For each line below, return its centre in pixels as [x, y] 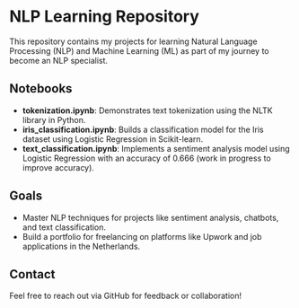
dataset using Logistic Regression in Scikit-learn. [113, 139]
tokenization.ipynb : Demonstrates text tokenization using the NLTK [147, 110]
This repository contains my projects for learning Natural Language [133, 41]
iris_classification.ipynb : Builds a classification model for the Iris [143, 129]
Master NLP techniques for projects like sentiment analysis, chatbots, [150, 217]
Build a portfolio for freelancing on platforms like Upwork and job [142, 236]
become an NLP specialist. [59, 60]
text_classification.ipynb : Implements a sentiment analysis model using [156, 148]
